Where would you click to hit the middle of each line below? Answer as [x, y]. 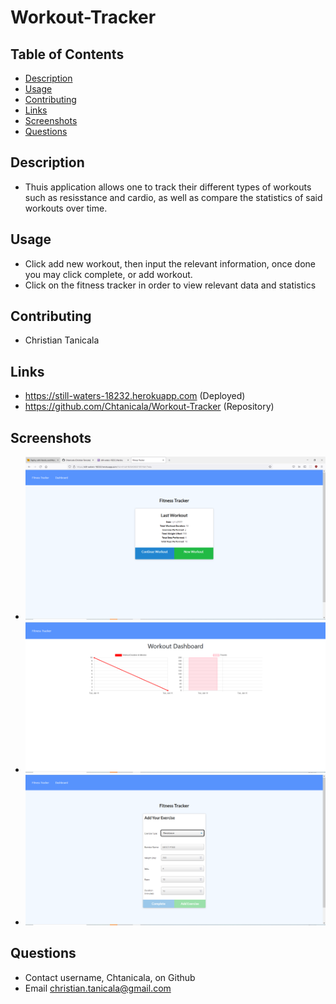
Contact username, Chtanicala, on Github [110, 977]
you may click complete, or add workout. [108, 274]
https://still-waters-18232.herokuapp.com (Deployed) [135, 396]
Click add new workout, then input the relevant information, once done [170, 263]
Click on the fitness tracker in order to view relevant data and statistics [170, 285]
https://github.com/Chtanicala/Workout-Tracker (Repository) [149, 407]
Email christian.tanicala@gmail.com [98, 988]
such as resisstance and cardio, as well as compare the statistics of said [173, 197]
